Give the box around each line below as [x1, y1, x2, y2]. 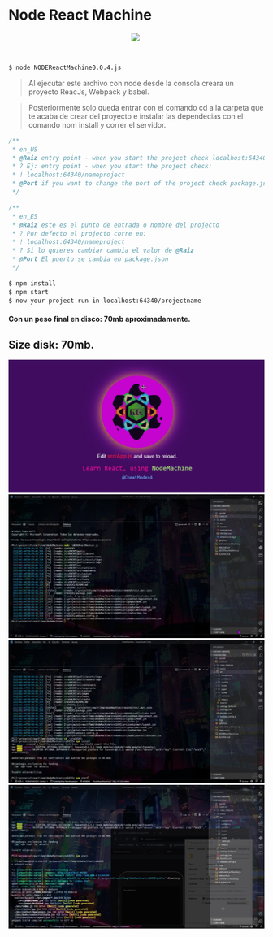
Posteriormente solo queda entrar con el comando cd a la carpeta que [28, 102, 264, 112]
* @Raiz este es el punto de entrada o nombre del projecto [11, 221, 220, 229]
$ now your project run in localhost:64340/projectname [8, 297, 201, 305]
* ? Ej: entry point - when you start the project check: [11, 163, 213, 171]
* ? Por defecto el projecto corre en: [11, 229, 148, 237]
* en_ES [11, 212, 38, 220]
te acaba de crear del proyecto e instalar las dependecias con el [28, 111, 244, 121]
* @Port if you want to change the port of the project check [11, 180, 227, 188]
